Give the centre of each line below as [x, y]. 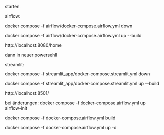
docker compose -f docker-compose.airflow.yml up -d [61, 127]
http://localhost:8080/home [34, 45]
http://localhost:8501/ [27, 93]
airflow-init [16, 108]
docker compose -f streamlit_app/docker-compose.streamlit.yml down [78, 74]
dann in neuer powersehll [31, 55]
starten [12, 7]
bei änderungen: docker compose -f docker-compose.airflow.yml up [75, 103]
